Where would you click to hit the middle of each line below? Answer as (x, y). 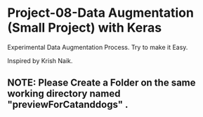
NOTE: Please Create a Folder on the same (101, 83)
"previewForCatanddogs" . (68, 105)
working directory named (64, 94)
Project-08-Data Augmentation (101, 13)
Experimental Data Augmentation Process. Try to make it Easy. (98, 47)
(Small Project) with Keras (85, 28)
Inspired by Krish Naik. (40, 60)
